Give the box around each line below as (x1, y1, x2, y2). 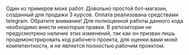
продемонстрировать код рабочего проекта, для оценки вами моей (6, 36, 178, 43)
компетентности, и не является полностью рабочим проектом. (6, 42, 166, 49)
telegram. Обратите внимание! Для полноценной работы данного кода (6, 18, 184, 24)
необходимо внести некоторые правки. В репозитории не (6, 23, 152, 30)
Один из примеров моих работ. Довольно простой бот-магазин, (6, 5, 168, 12)
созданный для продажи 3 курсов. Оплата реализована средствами (6, 11, 179, 18)
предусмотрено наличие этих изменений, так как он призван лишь (6, 30, 175, 37)
